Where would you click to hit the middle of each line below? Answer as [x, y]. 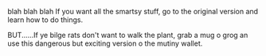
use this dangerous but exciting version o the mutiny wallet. [105, 43]
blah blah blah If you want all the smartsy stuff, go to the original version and [133, 11]
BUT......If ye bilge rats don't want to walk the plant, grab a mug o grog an [128, 35]
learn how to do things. [45, 20]
